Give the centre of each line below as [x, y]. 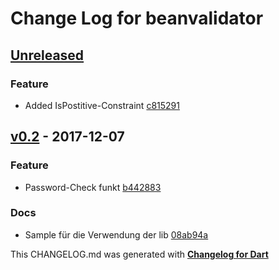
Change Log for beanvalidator [137, 18]
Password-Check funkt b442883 [93, 187]
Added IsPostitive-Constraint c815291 [102, 105]
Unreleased [47, 55]
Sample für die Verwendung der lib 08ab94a [116, 234]
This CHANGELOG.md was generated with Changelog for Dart [139, 254]
